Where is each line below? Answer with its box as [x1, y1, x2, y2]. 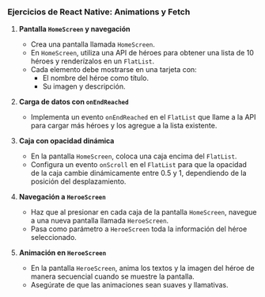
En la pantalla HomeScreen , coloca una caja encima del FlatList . [30, 151, 237, 161]
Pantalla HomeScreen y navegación [18, 25, 131, 34]
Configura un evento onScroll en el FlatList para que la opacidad [30, 160, 247, 169]
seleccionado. [30, 233, 77, 242]
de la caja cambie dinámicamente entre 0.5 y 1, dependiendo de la [30, 169, 247, 178]
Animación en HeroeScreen [18, 248, 107, 257]
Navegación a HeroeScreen [18, 192, 106, 202]
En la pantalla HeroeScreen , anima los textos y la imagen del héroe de [30, 264, 255, 273]
